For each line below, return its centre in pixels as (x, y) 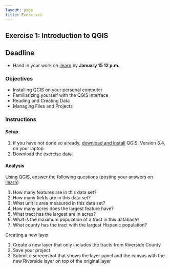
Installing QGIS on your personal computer (58, 90)
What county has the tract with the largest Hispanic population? (80, 225)
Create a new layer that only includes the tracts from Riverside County (87, 245)
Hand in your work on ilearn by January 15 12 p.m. (66, 65)
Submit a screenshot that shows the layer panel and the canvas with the (89, 256)
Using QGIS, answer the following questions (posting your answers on (79, 177)
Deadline (20, 53)
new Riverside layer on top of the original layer (62, 261)
